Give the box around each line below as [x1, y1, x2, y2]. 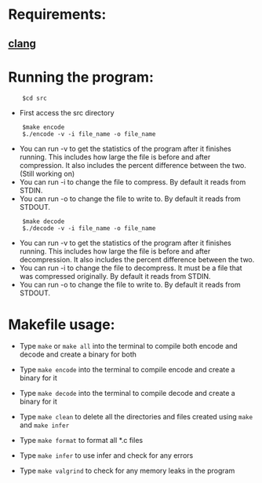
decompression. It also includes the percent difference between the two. [19, 254, 255, 264]
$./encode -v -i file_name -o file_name [22, 130, 156, 138]
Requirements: [8, 5, 107, 24]
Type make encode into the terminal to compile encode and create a [19, 365, 235, 375]
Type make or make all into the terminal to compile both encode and [19, 342, 238, 351]
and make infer [19, 420, 70, 430]
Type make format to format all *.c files [19, 436, 144, 445]
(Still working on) [19, 169, 75, 178]
